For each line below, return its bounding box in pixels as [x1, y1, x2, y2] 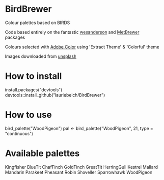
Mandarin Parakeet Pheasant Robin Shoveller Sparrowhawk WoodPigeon [5, 169, 153, 175]
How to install [5, 71, 62, 82]
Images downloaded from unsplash [5, 53, 77, 59]
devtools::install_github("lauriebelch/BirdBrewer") [5, 92, 106, 98]
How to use [5, 109, 52, 121]
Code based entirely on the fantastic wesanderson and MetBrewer [5, 29, 139, 35]
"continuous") [5, 130, 33, 136]
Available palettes [5, 148, 80, 159]
